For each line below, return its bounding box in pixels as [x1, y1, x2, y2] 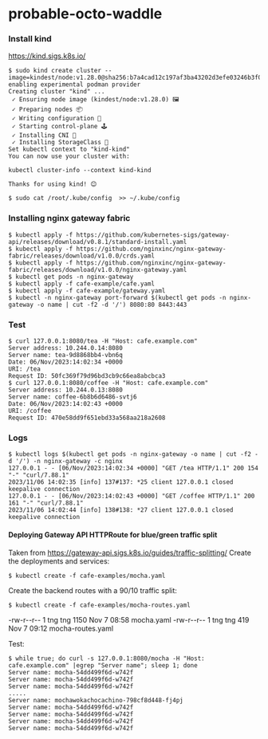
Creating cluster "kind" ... [8, 88, 105, 96]
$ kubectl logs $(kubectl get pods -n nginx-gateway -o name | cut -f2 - [8, 450, 259, 458]
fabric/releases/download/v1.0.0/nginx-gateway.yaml [8, 265, 187, 273]
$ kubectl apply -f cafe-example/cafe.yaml [8, 280, 156, 288]
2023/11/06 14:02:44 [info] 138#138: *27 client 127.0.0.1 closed [8, 506, 234, 514]
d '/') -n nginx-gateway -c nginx [8, 458, 124, 466]
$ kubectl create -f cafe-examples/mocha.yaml [8, 572, 166, 580]
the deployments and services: [8, 556, 110, 566]
